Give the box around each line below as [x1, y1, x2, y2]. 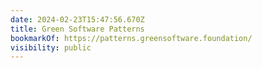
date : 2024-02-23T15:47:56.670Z [10, 14, 145, 25]
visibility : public [10, 42, 92, 53]
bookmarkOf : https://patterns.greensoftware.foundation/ [10, 33, 253, 43]
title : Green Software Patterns [10, 24, 145, 34]
